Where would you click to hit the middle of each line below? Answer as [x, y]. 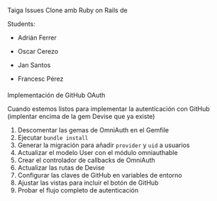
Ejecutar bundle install [53, 137]
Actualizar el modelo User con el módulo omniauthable [98, 152]
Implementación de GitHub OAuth [56, 95]
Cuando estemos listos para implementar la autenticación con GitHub [109, 108]
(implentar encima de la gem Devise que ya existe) [81, 116]
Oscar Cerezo [38, 51]
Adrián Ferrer [37, 38]
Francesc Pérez [40, 79]
